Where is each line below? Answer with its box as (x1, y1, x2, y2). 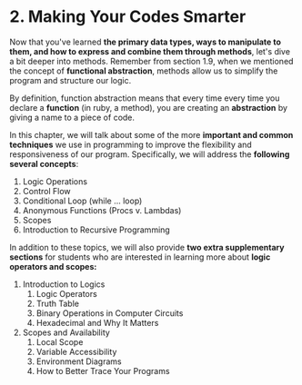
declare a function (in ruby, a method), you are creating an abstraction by (9, 102, 288, 113)
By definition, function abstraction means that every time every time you (9, 93, 280, 104)
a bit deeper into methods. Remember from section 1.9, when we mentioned (9, 55, 294, 66)
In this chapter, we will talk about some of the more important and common (9, 129, 294, 140)
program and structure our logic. (9, 74, 132, 85)
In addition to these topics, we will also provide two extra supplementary (9, 242, 285, 252)
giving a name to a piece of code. (9, 112, 135, 123)
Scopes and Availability (22, 327, 111, 338)
